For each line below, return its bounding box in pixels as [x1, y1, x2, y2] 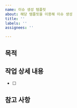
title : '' [5, 16, 25, 21]
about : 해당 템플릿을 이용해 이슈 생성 [5, 12, 73, 17]
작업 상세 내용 [5, 67, 44, 75]
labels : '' [5, 21, 27, 26]
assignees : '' [5, 25, 34, 30]
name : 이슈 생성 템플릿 [5, 7, 46, 12]
